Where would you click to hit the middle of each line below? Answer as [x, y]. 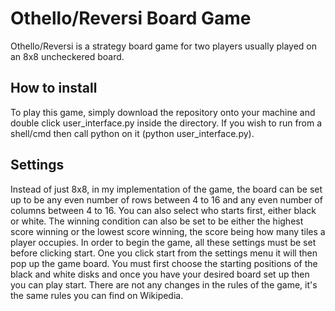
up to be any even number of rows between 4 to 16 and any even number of [166, 199]
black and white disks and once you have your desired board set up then [160, 274]
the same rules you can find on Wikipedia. [97, 295]
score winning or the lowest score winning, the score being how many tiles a [168, 231]
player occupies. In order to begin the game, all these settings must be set [163, 242]
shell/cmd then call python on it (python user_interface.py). [132, 133]
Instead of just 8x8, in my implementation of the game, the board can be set [166, 189]
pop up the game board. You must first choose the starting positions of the [164, 263]
